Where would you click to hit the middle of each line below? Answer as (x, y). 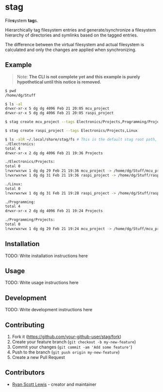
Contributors (25, 373)
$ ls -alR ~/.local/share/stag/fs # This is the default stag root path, (81, 139)
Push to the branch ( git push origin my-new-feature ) (66, 352)
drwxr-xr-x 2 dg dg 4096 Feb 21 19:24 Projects (54, 211)
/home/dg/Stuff (20, 95)
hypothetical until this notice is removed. (59, 82)
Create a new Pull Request (39, 357)
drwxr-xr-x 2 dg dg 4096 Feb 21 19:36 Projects (54, 153)
